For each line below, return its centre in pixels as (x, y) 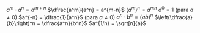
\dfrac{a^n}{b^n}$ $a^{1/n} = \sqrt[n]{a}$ (94, 23)
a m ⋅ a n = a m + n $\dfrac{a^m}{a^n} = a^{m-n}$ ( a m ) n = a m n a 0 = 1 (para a (100, 9)
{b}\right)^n (21, 23)
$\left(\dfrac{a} (174, 17)
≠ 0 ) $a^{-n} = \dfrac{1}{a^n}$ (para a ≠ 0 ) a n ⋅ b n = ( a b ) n (80, 16)
